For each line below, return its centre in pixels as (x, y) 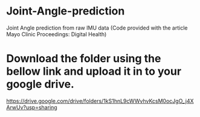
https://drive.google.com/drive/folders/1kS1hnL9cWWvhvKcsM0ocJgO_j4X (100, 101)
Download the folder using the (84, 59)
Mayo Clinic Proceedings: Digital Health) (56, 34)
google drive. (40, 84)
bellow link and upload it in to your (94, 71)
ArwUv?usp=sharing (32, 107)
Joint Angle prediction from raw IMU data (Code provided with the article (97, 28)
